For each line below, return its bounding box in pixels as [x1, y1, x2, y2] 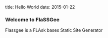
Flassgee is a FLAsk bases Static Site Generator [5, 27, 103, 33]
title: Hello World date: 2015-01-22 [5, 4, 75, 10]
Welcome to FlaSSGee [5, 16, 60, 23]
